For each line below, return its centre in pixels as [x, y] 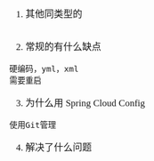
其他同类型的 [54, 14]
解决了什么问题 [58, 148]
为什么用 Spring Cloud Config [85, 103]
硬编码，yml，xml [44, 69]
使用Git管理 [32, 125]
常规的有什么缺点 [63, 47]
